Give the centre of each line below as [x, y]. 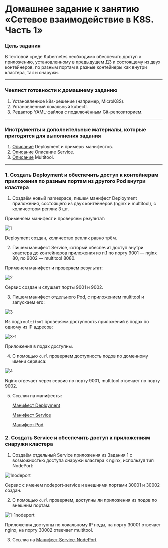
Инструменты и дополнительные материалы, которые [76, 129]
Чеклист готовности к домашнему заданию [61, 90]
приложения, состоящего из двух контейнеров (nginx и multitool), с [84, 204]
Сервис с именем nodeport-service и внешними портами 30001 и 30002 [83, 485]
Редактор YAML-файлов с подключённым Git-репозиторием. [78, 112]
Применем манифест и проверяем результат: [54, 268]
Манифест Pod [28, 425]
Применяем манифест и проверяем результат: [55, 219]
